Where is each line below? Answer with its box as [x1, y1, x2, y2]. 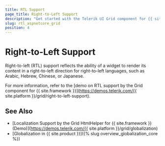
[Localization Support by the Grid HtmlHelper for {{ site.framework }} [12, 120, 152, 126]
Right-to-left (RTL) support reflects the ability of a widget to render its [5, 63, 146, 69]
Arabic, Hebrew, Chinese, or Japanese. [5, 73, 84, 79]
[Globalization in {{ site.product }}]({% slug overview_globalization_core [12, 130, 158, 136]
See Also [5, 107, 33, 116]
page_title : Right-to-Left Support [5, 12, 78, 17]
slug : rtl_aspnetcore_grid [5, 21, 60, 26]
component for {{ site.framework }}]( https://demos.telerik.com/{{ [5, 88, 137, 94]
